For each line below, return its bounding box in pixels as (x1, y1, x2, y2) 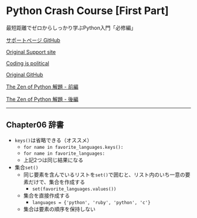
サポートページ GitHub (6, 36, 60, 43)
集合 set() (14, 163, 39, 171)
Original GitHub (6, 71, 43, 78)
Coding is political (6, 60, 50, 67)
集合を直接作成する (23, 192, 70, 199)
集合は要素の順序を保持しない (23, 205, 96, 212)
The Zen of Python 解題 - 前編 (6, 83, 79, 90)
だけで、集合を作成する (28, 178, 86, 185)
